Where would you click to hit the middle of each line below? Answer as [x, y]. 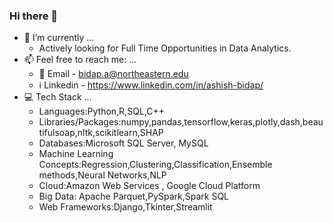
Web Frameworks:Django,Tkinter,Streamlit [125, 207]
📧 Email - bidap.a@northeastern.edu [113, 74]
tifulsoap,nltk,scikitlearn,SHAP [101, 133]
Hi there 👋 [34, 16]
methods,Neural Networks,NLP [102, 175]
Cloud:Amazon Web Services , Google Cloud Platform [149, 186]
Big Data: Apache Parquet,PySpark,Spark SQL [134, 196]
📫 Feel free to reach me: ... [80, 60]
